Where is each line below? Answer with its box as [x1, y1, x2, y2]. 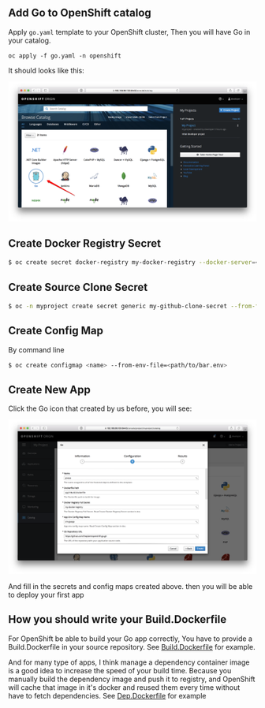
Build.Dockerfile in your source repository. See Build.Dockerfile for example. [8, 642, 256, 651]
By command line [8, 345, 65, 354]
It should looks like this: [8, 65, 84, 75]
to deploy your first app [8, 590, 84, 599]
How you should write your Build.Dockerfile [8, 613, 227, 626]
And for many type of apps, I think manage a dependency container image [8, 658, 250, 667]
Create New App [8, 383, 91, 397]
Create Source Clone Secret [8, 280, 148, 294]
